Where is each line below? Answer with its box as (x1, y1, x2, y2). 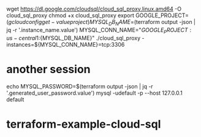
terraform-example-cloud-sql (6, 117, 161, 131)
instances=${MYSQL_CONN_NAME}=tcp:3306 (6, 41, 125, 48)
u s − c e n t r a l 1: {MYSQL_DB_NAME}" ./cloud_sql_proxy (6, 34, 141, 42)
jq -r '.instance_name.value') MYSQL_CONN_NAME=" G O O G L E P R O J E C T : (6, 26, 192, 35)
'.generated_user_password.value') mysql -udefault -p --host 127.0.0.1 (6, 89, 183, 96)
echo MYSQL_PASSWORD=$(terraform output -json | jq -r (6, 82, 153, 90)
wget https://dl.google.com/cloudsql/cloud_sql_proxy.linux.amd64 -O (6, 6, 182, 12)
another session (6, 62, 91, 76)
